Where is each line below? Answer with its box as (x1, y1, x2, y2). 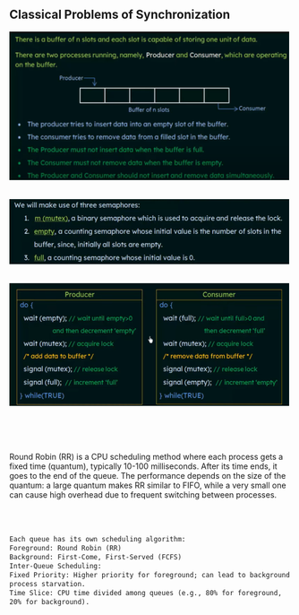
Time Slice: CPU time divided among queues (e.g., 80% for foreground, (9, 589, 282, 598)
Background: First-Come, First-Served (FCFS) (9, 553, 182, 562)
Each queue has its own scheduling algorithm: (9, 535, 186, 544)
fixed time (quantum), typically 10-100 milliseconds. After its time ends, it (9, 461, 278, 472)
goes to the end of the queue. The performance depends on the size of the (9, 471, 286, 481)
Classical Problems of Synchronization (9, 7, 231, 22)
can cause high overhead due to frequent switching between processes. (9, 489, 278, 500)
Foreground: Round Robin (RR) (9, 544, 123, 553)
